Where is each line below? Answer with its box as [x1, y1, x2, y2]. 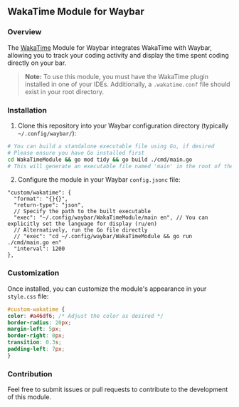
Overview [7, 27, 42, 37]
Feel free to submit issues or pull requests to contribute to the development [7, 385, 228, 394]
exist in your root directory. [24, 87, 105, 96]
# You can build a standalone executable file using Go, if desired [7, 143, 215, 150]
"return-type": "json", [14, 202, 84, 209]
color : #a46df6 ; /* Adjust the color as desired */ [7, 312, 164, 319]
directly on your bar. [7, 58, 67, 67]
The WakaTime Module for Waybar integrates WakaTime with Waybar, [7, 43, 212, 52]
